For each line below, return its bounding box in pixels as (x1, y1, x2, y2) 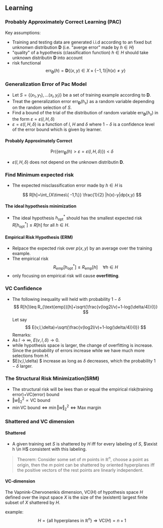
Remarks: (12, 332, 32, 338)
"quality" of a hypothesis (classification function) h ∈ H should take (12, 49, 149, 55)
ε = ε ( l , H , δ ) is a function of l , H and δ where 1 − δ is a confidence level (12, 122, 155, 127)
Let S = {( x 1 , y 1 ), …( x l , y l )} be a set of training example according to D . (12, 92, 151, 99)
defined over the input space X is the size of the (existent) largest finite (5, 494, 148, 500)
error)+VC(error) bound (12, 391, 60, 397)
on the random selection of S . (12, 105, 72, 110)
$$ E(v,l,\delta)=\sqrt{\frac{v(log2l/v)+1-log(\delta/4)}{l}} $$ (25, 324, 146, 330)
